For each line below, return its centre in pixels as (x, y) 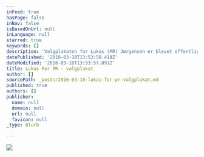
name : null (25, 102)
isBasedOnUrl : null (31, 29)
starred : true (24, 40)
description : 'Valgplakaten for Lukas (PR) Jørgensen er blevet (89, 52)
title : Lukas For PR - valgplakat (50, 68)
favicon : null (29, 119)
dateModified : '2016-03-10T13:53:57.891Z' (61, 63)
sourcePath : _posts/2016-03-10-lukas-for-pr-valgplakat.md (83, 80)
